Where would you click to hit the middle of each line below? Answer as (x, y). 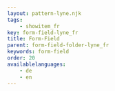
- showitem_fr (40, 26)
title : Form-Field (33, 39)
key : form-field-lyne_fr (43, 32)
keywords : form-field (38, 52)
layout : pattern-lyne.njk (44, 13)
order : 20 (21, 58)
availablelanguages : (37, 64)
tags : (15, 20)
